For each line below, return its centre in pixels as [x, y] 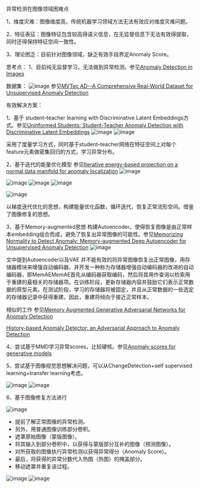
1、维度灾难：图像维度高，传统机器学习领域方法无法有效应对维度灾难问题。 [99, 22]
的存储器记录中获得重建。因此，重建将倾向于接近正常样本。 [79, 297]
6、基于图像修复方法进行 [37, 397]
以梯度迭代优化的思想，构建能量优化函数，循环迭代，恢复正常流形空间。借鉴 [100, 207]
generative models [29, 353]
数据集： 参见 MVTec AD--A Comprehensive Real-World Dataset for [100, 86]
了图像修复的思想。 [30, 214]
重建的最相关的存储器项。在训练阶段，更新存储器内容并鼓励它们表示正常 [100, 282]
